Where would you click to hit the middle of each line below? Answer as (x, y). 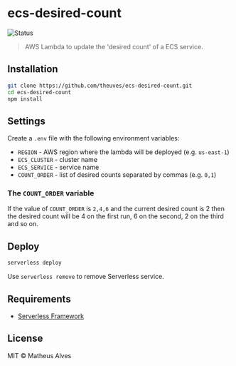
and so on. (23, 224)
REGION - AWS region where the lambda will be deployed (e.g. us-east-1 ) (123, 152)
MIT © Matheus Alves (39, 355)
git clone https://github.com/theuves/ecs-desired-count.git (100, 86)
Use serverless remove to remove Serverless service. (86, 277)
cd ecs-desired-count (39, 92)
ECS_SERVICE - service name (58, 167)
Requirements (39, 299)
